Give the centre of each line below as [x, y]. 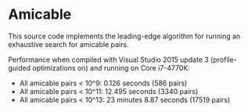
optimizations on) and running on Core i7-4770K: [111, 67]
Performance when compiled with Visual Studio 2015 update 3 [108, 60]
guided [20, 67]
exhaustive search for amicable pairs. [68, 44]
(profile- [223, 60]
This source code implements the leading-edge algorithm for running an [124, 36]
